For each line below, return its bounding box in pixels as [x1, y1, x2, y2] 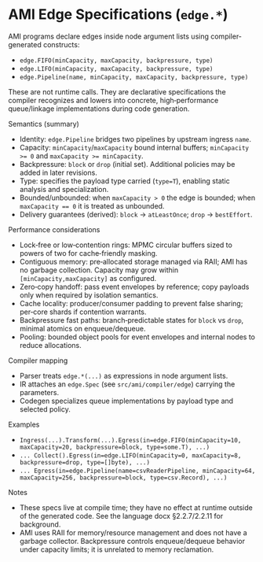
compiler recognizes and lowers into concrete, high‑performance [8, 95, 219, 105]
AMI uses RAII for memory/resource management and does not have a [19, 527, 247, 537]
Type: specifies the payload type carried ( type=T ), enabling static [19, 176, 230, 186]
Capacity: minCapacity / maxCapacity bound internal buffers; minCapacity [19, 142, 250, 152]
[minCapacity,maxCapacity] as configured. [19, 273, 157, 283]
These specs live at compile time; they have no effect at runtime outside [19, 502, 253, 512]
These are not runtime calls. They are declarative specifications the [8, 87, 226, 96]
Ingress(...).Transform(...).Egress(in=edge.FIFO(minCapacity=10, [19, 436, 242, 444]
